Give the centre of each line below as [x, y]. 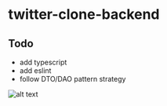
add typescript [43, 62]
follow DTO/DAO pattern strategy [73, 79]
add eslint [35, 71]
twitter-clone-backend [84, 15]
